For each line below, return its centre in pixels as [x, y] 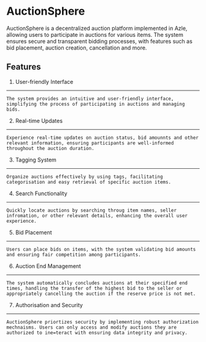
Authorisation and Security [49, 305]
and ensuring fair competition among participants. [74, 255]
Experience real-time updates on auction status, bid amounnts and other [103, 138]
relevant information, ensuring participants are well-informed [90, 143]
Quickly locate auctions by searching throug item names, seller [91, 210]
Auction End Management [48, 266]
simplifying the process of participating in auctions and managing [96, 104]
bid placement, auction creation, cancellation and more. [77, 48]
